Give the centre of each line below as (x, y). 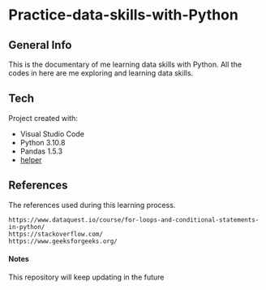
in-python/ (27, 227)
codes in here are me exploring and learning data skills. (101, 73)
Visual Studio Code (52, 134)
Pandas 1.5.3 (41, 151)
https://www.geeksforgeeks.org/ (63, 241)
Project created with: (43, 118)
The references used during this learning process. (92, 205)
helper (31, 159)
